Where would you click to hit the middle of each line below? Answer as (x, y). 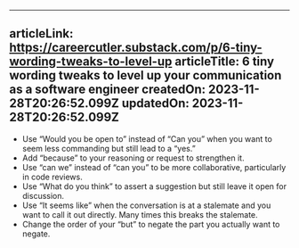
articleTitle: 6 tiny (224, 62)
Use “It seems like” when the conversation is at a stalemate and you (146, 205)
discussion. (43, 195)
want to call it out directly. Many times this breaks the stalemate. (140, 214)
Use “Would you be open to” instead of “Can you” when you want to (147, 138)
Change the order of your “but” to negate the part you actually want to (151, 224)
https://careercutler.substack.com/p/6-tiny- (136, 48)
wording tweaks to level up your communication (145, 75)
